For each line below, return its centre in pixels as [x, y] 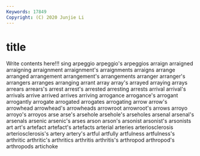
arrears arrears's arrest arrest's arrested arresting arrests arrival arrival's [96, 89]
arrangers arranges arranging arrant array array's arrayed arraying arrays [97, 83]
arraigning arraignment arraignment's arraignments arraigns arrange [91, 70]
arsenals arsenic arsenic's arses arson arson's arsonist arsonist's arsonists [99, 121]
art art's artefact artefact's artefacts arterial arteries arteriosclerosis [90, 127]
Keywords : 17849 [26, 12]
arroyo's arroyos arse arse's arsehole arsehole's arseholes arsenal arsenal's [100, 115]
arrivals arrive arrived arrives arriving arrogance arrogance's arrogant [92, 95]
